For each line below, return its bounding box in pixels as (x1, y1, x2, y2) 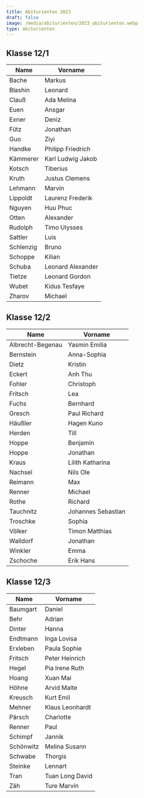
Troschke (9, 517, 36, 525)
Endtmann (9, 634, 38, 643)
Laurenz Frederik (44, 194, 93, 202)
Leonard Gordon (44, 272, 91, 281)
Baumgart (9, 605, 37, 613)
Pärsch (9, 713, 29, 721)
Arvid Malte (44, 683, 78, 692)
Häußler (9, 419, 32, 427)
